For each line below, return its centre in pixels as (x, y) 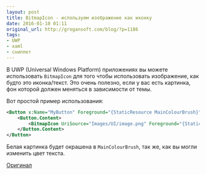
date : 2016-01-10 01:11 (37, 23)
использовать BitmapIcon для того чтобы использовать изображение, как (103, 76)
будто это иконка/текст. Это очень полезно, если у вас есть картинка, (99, 82)
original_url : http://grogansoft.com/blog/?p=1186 (72, 29)
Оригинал (19, 165)
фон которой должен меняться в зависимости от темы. (79, 89)
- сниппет (19, 52)
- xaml (15, 47)
